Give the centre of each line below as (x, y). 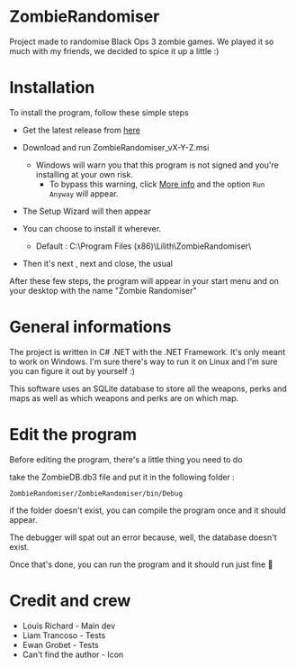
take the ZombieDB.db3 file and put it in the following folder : (122, 477)
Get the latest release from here (81, 130)
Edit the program (73, 434)
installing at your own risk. (84, 174)
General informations (90, 327)
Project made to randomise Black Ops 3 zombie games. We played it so (142, 41)
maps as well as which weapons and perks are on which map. (124, 397)
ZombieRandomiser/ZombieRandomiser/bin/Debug (96, 493)
